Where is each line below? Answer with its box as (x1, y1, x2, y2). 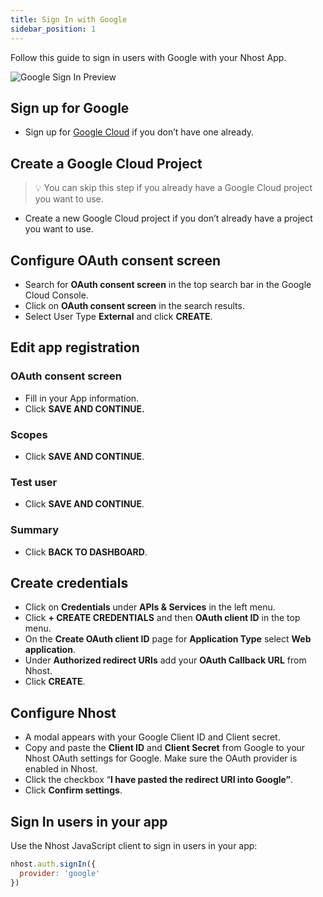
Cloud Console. (24, 289, 89, 301)
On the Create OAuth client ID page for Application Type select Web (24, 633, 312, 645)
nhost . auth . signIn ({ (10, 859, 97, 869)
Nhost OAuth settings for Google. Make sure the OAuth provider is (24, 752, 298, 765)
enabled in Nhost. (24, 763, 98, 775)
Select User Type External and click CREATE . (24, 310, 213, 322)
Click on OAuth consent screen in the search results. (24, 299, 245, 311)
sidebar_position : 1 (10, 24, 97, 34)
